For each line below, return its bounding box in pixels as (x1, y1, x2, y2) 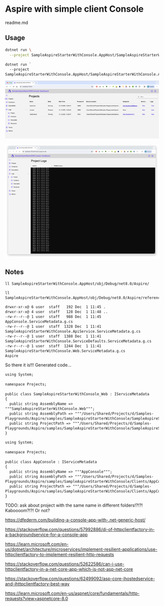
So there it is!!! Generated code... (5, 362, 72, 368)
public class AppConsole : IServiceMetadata (5, 460, 97, 465)
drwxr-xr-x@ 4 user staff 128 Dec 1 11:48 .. (5, 310, 108, 314)
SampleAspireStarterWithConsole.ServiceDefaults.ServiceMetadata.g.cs (5, 339, 152, 344)
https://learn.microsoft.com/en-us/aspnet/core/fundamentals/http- (5, 590, 140, 596)
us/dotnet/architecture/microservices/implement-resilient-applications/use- (5, 546, 158, 552)
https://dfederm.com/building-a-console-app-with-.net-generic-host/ (5, 517, 145, 523)
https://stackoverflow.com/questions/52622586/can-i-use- (5, 561, 124, 567)
